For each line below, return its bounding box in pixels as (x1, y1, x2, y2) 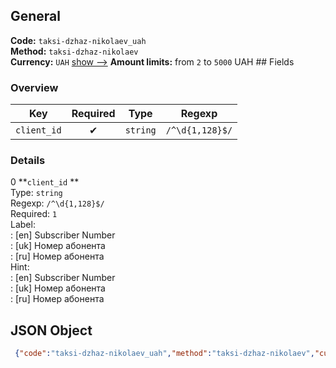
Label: (10, 219, 36, 231)
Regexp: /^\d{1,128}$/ (10, 197, 105, 209)
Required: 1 (10, 208, 58, 220)
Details (10, 154, 46, 168)
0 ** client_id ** (10, 176, 80, 188)
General (10, 8, 62, 25)
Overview (10, 80, 59, 94)
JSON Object (10, 322, 93, 339)
